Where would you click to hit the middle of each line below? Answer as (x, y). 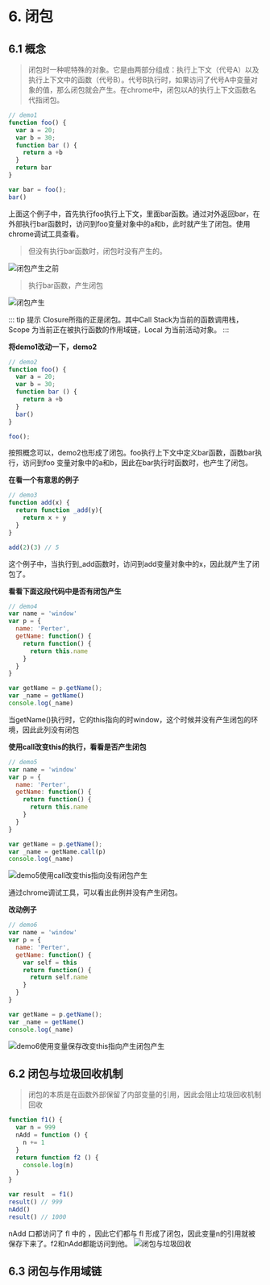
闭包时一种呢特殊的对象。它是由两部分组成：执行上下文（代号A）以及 (143, 70)
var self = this (50, 963)
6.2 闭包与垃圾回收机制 (66, 1073)
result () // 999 (35, 1202)
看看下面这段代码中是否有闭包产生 (65, 591)
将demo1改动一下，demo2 (53, 347)
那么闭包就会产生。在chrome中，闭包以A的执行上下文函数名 (156, 90)
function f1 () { (35, 1120)
